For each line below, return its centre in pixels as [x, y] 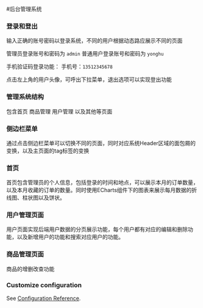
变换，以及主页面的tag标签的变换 [48, 151]
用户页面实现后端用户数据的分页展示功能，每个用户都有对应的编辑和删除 [97, 229]
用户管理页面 [25, 215]
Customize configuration [44, 285]
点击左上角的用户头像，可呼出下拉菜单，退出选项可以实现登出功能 [89, 80]
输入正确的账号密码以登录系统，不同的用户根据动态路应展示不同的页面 [94, 41]
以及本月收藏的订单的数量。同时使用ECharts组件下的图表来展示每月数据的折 [102, 190]
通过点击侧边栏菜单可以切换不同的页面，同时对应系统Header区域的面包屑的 [101, 143]
